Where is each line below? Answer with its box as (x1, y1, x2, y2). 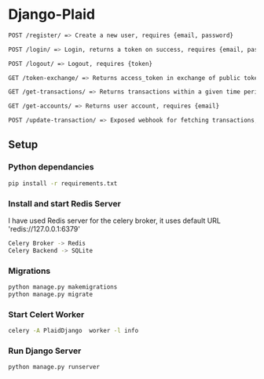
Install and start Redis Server (8, 198, 122, 209)
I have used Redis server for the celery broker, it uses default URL (8, 216, 222, 225)
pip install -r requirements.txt (8, 179, 118, 188)
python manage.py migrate (8, 290, 93, 298)
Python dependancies (8, 162, 94, 173)
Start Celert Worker (8, 308, 85, 319)
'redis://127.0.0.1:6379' (8, 224, 81, 233)
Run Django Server (8, 345, 82, 356)
